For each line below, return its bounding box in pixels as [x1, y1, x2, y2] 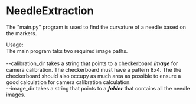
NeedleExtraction [6, 4, 94, 18]
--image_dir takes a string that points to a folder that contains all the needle [6, 85, 190, 92]
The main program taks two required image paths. [6, 47, 128, 54]
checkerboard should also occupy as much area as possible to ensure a [6, 72, 181, 79]
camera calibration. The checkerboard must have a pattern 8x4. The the [6, 66, 182, 73]
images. [6, 91, 25, 98]
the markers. [6, 29, 37, 36]
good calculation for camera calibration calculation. [6, 78, 131, 86]
